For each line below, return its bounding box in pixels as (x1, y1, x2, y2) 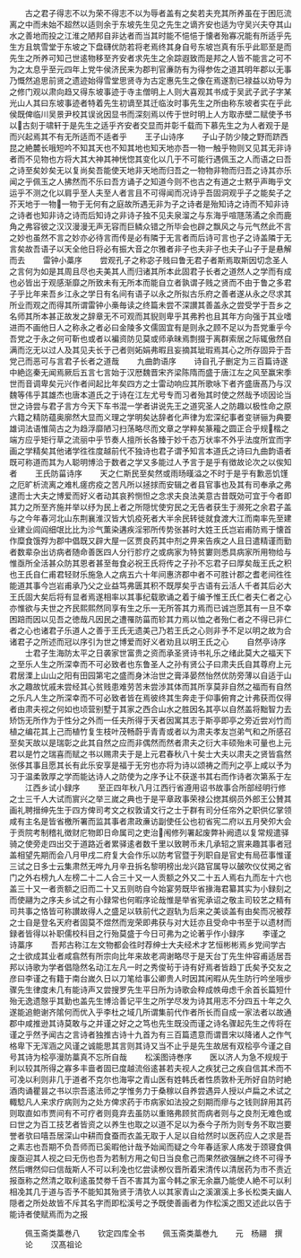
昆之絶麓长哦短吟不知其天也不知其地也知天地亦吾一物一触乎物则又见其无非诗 (9, 143, 292, 153)
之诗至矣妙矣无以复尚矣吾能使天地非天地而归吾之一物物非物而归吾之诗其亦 (9, 165, 284, 175)
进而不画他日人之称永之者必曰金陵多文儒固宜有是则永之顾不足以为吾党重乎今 (9, 322, 292, 332)
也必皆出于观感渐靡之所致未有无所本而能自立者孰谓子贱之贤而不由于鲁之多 (9, 277, 284, 287)
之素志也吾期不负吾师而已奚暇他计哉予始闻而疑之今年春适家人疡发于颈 (9, 1141, 269, 1152)
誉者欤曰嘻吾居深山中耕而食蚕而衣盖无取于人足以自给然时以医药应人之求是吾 (9, 1130, 292, 1140)
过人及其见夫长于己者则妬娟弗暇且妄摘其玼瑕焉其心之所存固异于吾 (47, 345, 292, 355)
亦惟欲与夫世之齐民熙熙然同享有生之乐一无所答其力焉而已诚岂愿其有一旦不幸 (9, 603, 292, 613)
